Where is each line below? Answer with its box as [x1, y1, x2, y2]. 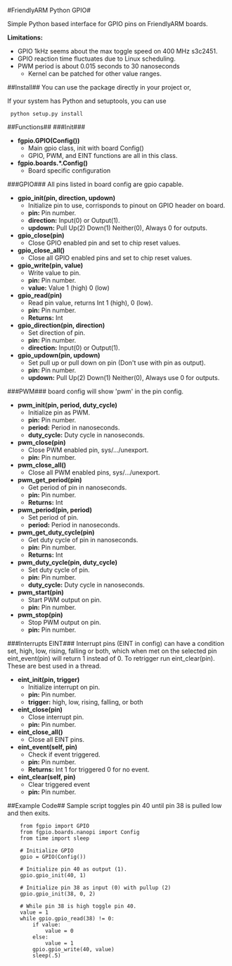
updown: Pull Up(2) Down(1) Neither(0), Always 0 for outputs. [27, 224, 207, 232]
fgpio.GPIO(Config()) [17, 137, 80, 145]
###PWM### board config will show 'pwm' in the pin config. [7, 387, 184, 396]
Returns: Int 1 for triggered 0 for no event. [27, 765, 150, 774]
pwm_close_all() [17, 461, 67, 469]
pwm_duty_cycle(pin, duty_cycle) [17, 558, 118, 566]
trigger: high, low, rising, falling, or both [27, 698, 143, 706]
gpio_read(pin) [17, 291, 62, 299]
